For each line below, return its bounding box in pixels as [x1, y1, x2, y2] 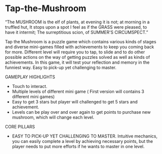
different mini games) [12, 93, 55, 100]
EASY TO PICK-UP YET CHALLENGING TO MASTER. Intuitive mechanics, [12, 133, 158, 139]
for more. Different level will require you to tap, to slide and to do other [5, 49, 145, 55]
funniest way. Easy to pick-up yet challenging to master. [5, 64, 117, 70]
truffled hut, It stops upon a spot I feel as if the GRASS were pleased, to [5, 24, 147, 30]
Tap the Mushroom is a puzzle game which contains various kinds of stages [5, 38, 156, 44]
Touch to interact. [12, 83, 47, 89]
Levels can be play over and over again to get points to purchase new [12, 109, 151, 115]
